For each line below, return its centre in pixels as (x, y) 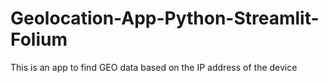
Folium (39, 39)
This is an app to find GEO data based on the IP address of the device (154, 67)
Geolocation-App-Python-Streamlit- (165, 18)
